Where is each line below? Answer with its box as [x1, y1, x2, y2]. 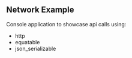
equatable [14, 38, 40, 45]
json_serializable [14, 45, 56, 52]
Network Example [6, 5, 74, 15]
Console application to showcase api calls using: [6, 20, 127, 28]
